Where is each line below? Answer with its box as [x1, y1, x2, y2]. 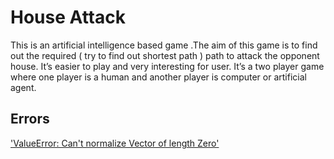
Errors [10, 111, 50, 128]
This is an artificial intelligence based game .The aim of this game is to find [10, 39, 318, 51]
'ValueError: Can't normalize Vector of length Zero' [10, 137, 220, 149]
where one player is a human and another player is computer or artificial [10, 71, 307, 83]
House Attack [10, 6, 126, 29]
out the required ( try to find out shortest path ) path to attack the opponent [10, 49, 320, 61]
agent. [10, 81, 37, 93]
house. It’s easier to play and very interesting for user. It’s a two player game [10, 60, 325, 72]
